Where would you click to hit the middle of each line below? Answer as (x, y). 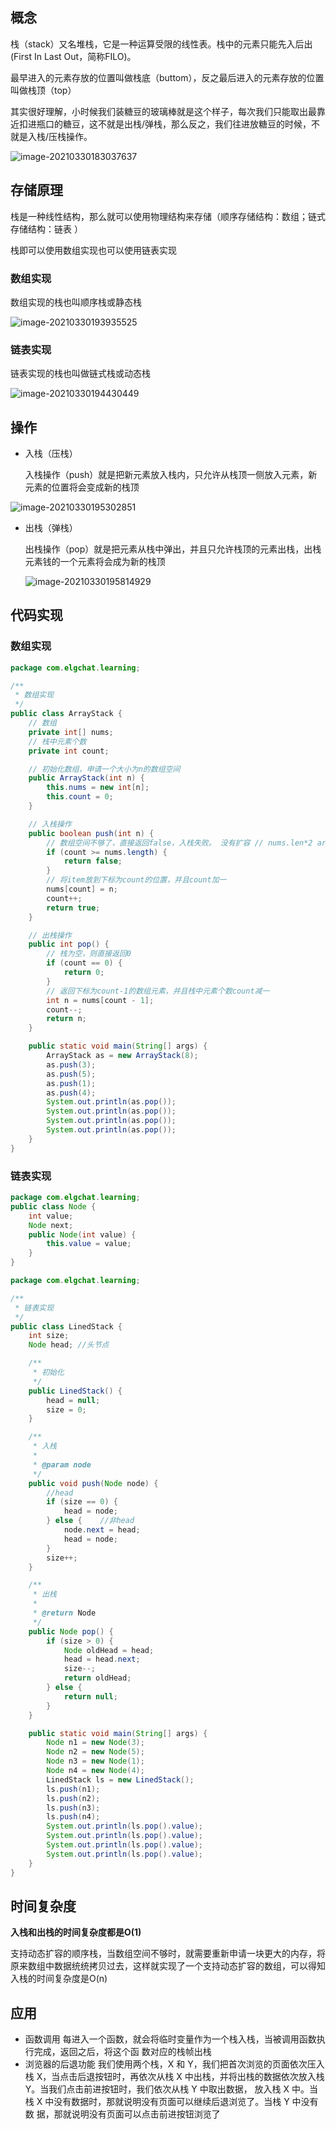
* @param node (62, 1464)
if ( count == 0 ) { (84, 963)
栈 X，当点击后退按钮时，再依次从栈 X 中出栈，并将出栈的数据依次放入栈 (174, 2077)
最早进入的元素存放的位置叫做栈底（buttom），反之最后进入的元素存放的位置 (167, 77)
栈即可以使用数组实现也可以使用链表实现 (93, 250)
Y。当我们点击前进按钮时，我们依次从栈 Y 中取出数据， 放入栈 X (157, 2089)
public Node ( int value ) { (82, 1234)
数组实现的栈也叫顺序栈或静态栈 (76, 302)
